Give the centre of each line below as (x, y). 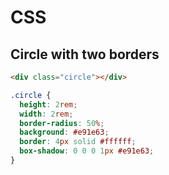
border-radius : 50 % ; (62, 123)
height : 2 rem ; (48, 104)
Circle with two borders (85, 54)
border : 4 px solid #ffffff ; (78, 142)
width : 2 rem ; (46, 114)
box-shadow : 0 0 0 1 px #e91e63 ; (87, 151)
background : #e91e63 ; (64, 132)
